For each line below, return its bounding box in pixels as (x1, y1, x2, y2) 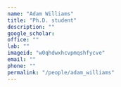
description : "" (7, 23, 55, 30)
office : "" (7, 36, 39, 43)
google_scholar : (7, 29, 55, 37)
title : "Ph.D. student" (7, 17, 77, 24)
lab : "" (7, 43, 30, 50)
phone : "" (7, 62, 37, 69)
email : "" (7, 56, 37, 63)
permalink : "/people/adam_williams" (7, 69, 115, 76)
